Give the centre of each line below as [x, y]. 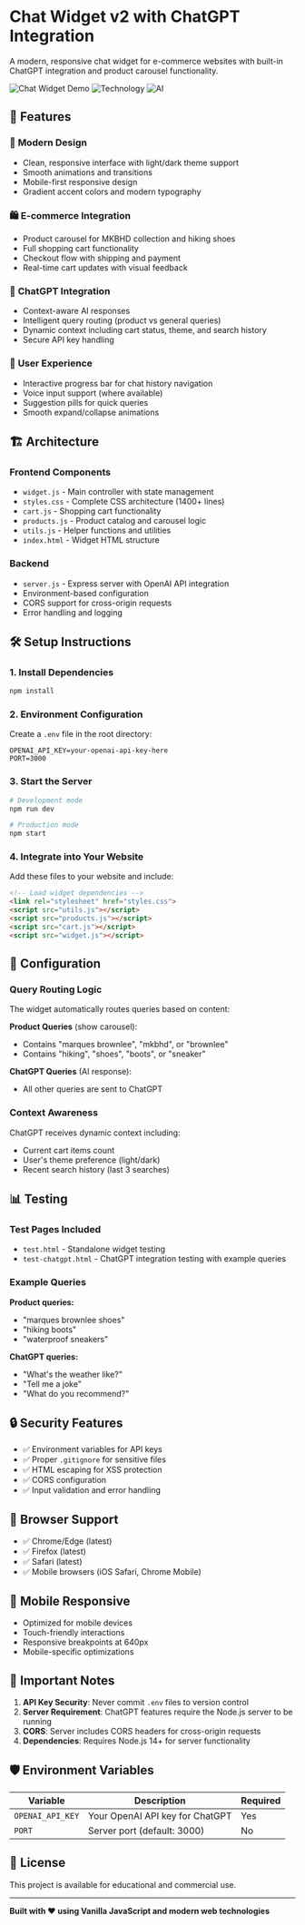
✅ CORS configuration [64, 1480]
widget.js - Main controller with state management [118, 492]
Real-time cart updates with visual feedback [105, 267]
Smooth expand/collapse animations [91, 412]
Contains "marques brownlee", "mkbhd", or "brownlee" [125, 1045]
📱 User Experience [51, 363]
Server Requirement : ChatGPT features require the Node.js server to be [157, 1712]
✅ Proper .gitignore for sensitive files [94, 1459]
